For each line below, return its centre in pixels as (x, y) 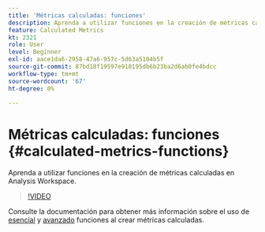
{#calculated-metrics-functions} (119, 151)
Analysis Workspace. (43, 181)
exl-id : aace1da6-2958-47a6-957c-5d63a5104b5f (86, 60)
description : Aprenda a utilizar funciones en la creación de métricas (128, 23)
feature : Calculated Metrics (56, 30)
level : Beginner (35, 52)
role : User (26, 45)
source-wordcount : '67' (47, 81)
